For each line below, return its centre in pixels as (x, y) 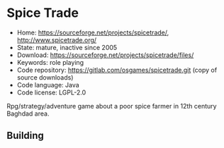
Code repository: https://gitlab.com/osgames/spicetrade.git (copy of (117, 70)
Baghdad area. (28, 113)
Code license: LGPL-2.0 (51, 92)
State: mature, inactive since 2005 (67, 47)
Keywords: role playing (50, 62)
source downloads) (45, 77)
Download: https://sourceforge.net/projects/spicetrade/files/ (105, 55)
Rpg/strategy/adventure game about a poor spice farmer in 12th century (112, 106)
